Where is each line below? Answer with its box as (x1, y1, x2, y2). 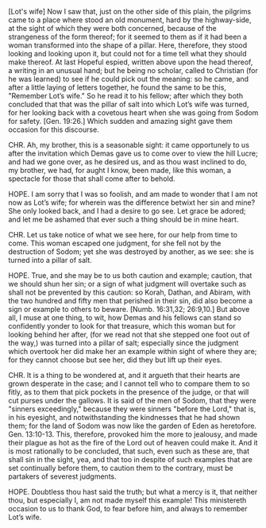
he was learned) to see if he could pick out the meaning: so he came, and (8, 75, 249, 83)
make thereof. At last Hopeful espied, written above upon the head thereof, (8, 57, 253, 67)
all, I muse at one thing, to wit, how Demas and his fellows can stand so (8, 313, 242, 322)
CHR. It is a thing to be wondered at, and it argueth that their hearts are (8, 371, 241, 380)
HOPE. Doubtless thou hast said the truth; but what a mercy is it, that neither (8, 488, 258, 496)
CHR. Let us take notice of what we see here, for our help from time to (8, 230, 238, 239)
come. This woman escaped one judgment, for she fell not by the (8, 238, 222, 248)
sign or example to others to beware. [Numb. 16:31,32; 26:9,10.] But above (8, 305, 250, 314)
